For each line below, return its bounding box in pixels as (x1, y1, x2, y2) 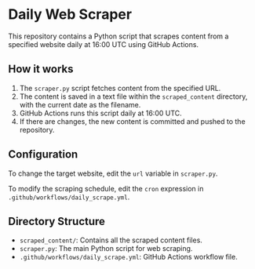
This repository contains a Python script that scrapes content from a (8, 31, 229, 41)
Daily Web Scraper (8, 5, 132, 24)
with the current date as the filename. (19, 100, 141, 109)
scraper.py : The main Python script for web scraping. (19, 244, 193, 253)
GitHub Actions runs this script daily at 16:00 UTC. (19, 108, 182, 118)
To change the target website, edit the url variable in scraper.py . (8, 169, 218, 178)
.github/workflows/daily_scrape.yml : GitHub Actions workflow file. (19, 253, 238, 262)
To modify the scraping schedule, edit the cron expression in (8, 184, 204, 193)
